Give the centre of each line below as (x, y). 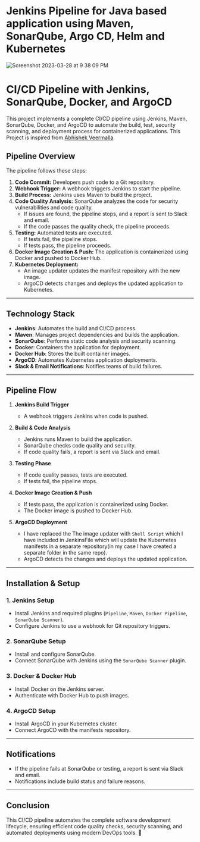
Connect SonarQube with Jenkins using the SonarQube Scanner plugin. (100, 661)
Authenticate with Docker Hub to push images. (72, 695)
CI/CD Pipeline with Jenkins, (78, 90)
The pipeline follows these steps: (47, 170)
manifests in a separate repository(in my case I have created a (100, 546)
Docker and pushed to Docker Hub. (58, 258)
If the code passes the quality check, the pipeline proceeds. (97, 226)
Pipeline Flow (32, 390)
